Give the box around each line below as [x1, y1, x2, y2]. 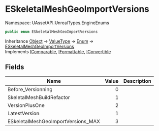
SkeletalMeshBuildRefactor [7, 94, 70, 100]
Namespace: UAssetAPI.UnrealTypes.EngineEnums [5, 20, 109, 26]
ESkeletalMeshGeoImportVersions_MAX [7, 118, 100, 125]
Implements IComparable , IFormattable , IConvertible [5, 48, 111, 55]
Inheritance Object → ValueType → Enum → [5, 38, 94, 44]
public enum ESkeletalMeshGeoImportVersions [5, 29, 98, 34]
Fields [5, 63, 25, 71]
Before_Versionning [7, 86, 53, 93]
